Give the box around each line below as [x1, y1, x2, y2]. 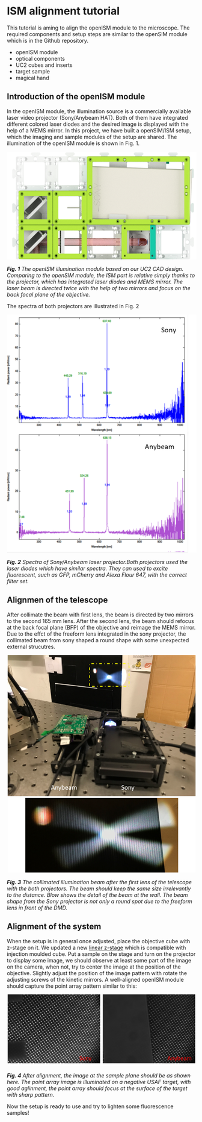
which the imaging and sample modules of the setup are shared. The [7, 133, 177, 140]
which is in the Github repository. [7, 37, 89, 44]
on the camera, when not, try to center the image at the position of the [7, 963, 181, 970]
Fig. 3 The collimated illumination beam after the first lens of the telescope [7, 878, 192, 885]
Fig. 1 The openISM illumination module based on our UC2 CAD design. [7, 265, 184, 273]
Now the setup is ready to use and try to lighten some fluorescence [7, 1103, 174, 1110]
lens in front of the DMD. [7, 904, 68, 911]
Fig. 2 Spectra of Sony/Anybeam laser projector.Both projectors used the [7, 559, 188, 566]
